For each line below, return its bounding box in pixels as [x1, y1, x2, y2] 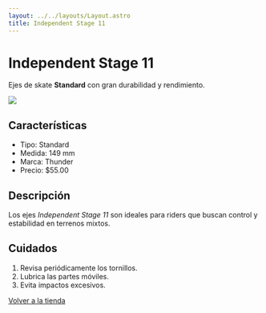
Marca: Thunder [19, 157, 74, 167]
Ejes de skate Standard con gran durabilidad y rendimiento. [8, 80, 206, 90]
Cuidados [8, 242, 58, 255]
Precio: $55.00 [19, 165, 70, 175]
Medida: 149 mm [19, 148, 75, 158]
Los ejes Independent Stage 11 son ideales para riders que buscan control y [8, 210, 258, 220]
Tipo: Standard [19, 140, 70, 149]
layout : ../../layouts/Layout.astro [8, 11, 131, 20]
